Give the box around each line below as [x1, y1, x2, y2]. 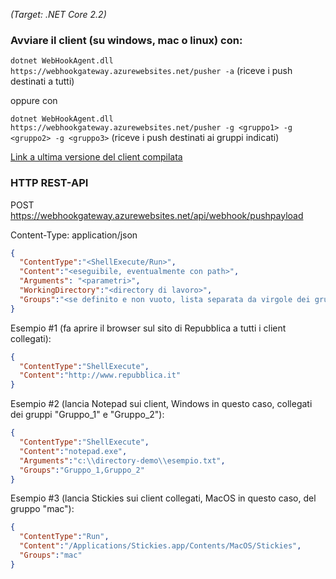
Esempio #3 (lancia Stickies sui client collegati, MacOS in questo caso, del [10, 492, 317, 504]
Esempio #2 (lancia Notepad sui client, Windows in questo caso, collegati [10, 398, 313, 410]
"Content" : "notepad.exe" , [19, 446, 128, 456]
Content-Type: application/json [10, 229, 138, 241]
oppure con [10, 95, 58, 107]
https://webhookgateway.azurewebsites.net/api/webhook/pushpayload [10, 209, 304, 221]
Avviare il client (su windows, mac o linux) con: [10, 33, 243, 47]
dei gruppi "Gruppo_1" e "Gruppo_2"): [10, 409, 165, 421]
